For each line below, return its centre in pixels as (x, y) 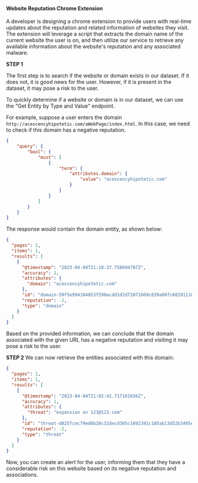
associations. (22, 475)
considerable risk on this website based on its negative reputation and (91, 469)
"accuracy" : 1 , (40, 401)
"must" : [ (49, 157)
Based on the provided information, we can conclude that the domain (90, 333)
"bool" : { (39, 152)
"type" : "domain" (43, 306)
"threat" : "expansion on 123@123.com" (75, 413)
